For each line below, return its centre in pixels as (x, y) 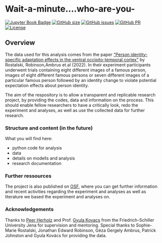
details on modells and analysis (44, 158)
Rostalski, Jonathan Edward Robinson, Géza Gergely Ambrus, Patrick (87, 230)
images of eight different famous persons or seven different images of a (77, 75)
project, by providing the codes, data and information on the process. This (80, 100)
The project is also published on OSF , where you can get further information (81, 186)
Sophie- (144, 225)
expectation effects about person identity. (47, 85)
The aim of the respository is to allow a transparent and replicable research (80, 95)
